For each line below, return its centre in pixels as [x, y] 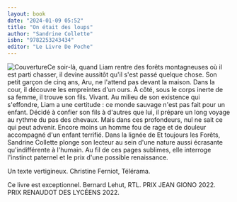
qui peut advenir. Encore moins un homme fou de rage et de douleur [107, 127]
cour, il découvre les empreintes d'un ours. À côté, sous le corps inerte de [115, 90]
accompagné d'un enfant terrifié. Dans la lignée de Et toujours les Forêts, [114, 135]
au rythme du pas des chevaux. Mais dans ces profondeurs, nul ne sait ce [115, 120]
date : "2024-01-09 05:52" [45, 21]
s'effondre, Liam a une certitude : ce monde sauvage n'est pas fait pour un [116, 105]
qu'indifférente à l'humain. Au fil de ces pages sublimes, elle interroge [109, 150]
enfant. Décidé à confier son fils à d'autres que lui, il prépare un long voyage [119, 112]
